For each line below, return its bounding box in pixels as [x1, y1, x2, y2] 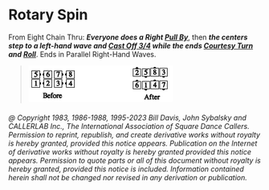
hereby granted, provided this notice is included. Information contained [8, 163, 245, 174]
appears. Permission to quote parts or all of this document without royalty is [8, 155, 261, 165]
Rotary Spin [8, 6, 88, 24]
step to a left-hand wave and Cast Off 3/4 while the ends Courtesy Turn [8, 40, 254, 50]
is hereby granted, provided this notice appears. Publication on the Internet [8, 138, 258, 148]
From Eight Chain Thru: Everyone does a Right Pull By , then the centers [8, 32, 248, 42]
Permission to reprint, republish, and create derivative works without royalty [8, 130, 261, 139]
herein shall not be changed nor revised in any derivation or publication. [8, 172, 247, 182]
